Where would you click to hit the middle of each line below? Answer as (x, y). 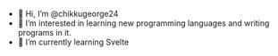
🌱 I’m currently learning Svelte (73, 42)
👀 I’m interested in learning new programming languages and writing (143, 23)
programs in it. (44, 32)
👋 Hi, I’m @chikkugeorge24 (68, 14)
